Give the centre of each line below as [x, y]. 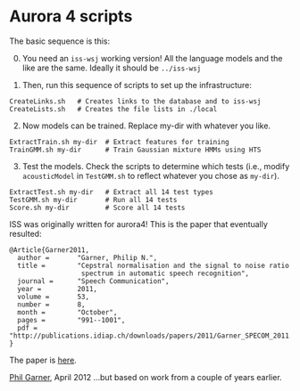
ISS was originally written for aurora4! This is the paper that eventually [138, 224]
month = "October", [67, 312]
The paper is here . [43, 360]
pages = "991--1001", [71, 320]
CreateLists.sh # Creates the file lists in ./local [113, 109]
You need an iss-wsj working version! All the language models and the [152, 58]
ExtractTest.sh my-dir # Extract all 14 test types [112, 192]
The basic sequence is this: [60, 41]
